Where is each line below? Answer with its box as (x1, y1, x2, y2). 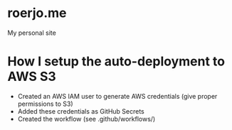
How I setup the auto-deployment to (7, 53, 226, 70)
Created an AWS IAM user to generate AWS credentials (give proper (17, 92, 218, 100)
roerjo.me (7, 5, 67, 21)
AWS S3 (7, 69, 57, 85)
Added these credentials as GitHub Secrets (17, 107, 144, 115)
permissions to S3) (17, 99, 73, 108)
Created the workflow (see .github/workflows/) (17, 114, 156, 123)
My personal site (7, 28, 57, 37)
